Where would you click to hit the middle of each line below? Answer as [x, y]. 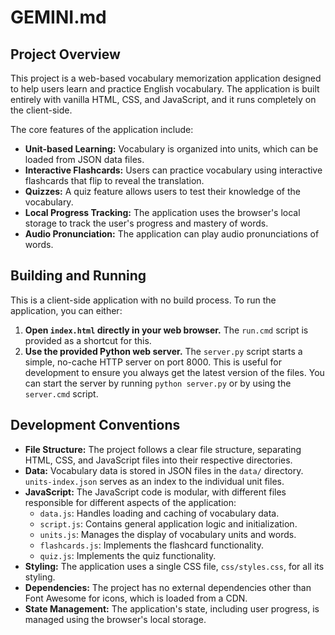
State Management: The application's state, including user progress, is [172, 608]
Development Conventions [95, 425]
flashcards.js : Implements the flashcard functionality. [152, 545]
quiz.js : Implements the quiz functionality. [128, 555]
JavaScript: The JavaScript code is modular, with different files [155, 492]
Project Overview [65, 54]
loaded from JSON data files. [84, 159]
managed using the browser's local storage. [115, 619]
